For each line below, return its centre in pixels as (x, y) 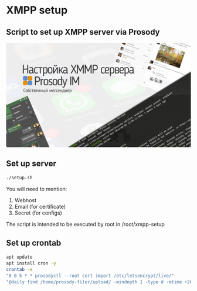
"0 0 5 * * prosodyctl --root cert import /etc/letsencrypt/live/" (90, 276)
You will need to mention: (37, 189)
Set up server (31, 163)
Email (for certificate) (40, 207)
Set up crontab (34, 242)
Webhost (26, 200)
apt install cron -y (31, 263)
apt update (19, 257)
